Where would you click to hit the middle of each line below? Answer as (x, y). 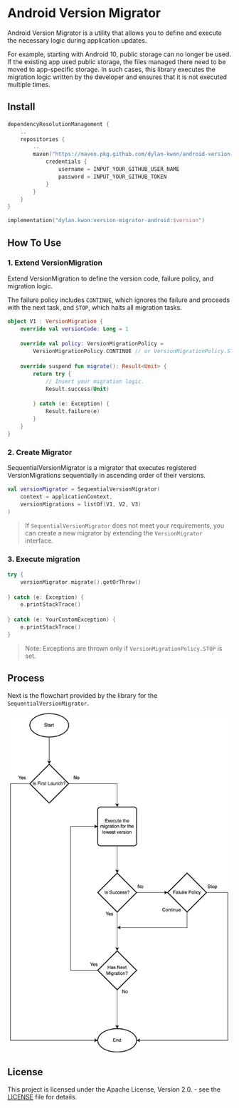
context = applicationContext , (67, 496)
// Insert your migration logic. (95, 381)
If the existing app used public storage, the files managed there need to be (117, 61)
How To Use (34, 242)
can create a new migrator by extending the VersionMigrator (113, 533)
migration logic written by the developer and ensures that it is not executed (117, 77)
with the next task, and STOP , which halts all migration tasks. (95, 307)
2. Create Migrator (40, 452)
